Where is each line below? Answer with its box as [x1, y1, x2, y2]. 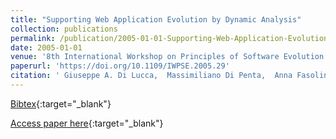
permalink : [10, 33, 56, 43]
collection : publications [10, 24, 118, 34]
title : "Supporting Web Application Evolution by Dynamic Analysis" [10, 14, 302, 25]
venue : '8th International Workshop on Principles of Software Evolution [10, 52, 325, 62]
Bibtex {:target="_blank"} [10, 97, 112, 110]
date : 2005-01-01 [10, 42, 83, 53]
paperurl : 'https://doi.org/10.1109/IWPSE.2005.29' [10, 61, 230, 71]
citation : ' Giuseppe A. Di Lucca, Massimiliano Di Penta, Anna [10, 71, 293, 81]
